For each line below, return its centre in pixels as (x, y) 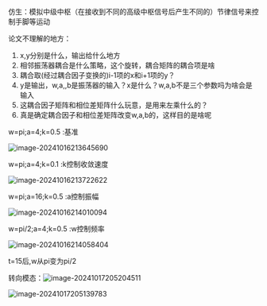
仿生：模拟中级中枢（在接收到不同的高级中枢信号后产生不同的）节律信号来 (130, 12)
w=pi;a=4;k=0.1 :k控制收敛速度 (58, 164)
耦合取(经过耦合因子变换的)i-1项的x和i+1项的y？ (97, 75)
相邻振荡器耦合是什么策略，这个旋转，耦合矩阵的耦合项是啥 (117, 65)
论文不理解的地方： (40, 39)
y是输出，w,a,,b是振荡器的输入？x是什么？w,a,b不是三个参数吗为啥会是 (136, 85)
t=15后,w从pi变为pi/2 (43, 261)
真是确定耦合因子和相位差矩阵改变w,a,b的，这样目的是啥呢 (116, 115)
